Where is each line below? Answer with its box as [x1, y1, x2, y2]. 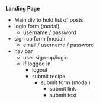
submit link [49, 85, 76, 92]
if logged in [22, 60, 51, 67]
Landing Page [5, 5, 40, 12]
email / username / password [22, 41, 94, 48]
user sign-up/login [22, 54, 69, 61]
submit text [49, 91, 78, 98]
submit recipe [31, 73, 66, 79]
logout [31, 67, 48, 73]
